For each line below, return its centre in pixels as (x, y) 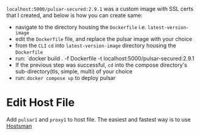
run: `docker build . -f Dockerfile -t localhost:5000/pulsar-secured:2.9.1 (105, 58)
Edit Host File (41, 103)
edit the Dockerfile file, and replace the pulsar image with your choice (104, 39)
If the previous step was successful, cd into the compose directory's (101, 65)
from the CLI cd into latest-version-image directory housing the (95, 46)
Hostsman (19, 126)
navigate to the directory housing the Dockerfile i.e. (81, 27)
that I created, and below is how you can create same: (74, 15)
